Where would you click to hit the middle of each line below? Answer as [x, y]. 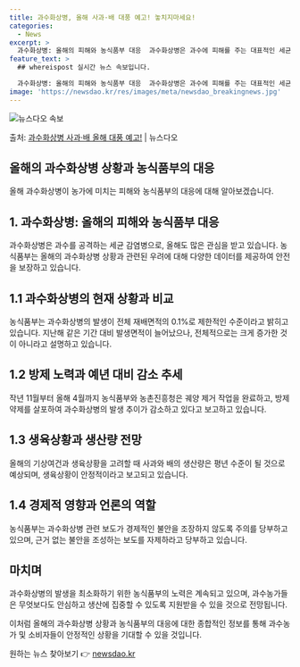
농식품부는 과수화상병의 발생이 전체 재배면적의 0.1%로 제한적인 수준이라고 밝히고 [149, 321]
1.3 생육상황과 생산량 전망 [76, 440]
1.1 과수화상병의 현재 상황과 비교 [92, 299]
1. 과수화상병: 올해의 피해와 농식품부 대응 [114, 222]
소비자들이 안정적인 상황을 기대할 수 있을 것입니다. [115, 635]
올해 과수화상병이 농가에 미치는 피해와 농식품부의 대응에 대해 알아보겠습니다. [142, 191]
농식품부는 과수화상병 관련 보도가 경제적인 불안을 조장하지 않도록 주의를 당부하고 [149, 529]
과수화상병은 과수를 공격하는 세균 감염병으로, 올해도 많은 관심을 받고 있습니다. [144, 246]
